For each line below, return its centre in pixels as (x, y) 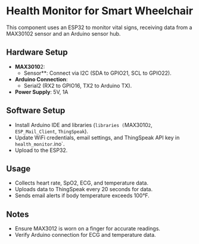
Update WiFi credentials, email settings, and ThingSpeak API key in (97, 137)
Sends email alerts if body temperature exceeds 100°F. (82, 196)
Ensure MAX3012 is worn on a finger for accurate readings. (88, 229)
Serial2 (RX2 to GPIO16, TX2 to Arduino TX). (78, 85)
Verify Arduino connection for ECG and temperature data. (85, 235)
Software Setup (36, 111)
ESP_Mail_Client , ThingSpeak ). (51, 131)
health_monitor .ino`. (40, 144)
